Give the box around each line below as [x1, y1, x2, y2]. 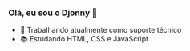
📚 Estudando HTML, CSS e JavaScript [19, 34, 149, 44]
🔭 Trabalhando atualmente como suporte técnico [19, 25, 182, 35]
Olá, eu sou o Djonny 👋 [8, 7, 98, 18]
